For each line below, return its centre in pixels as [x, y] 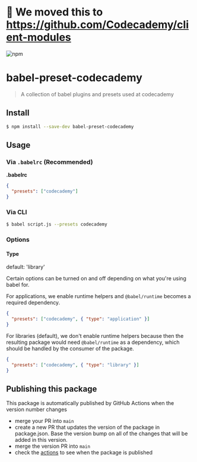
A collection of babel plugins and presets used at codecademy [97, 94]
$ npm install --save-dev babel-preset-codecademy [70, 126]
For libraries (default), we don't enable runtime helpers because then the [95, 336]
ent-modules [39, 37]
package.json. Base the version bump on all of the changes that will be [101, 433]
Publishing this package [52, 389]
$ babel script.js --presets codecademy [57, 224]
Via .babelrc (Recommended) [50, 162]
